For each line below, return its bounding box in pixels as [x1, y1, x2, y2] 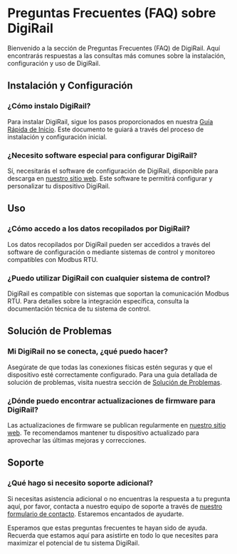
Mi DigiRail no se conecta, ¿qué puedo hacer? [7, 346, 169, 356]
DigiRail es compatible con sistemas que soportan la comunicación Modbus [7, 289, 230, 298]
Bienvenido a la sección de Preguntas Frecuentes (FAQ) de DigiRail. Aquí [7, 44, 221, 52]
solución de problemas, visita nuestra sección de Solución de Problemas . [7, 378, 222, 386]
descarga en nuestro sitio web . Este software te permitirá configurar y [7, 173, 213, 183]
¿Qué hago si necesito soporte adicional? [7, 478, 154, 488]
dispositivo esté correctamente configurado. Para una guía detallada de [7, 370, 218, 379]
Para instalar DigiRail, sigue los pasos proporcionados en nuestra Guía [7, 117, 214, 126]
